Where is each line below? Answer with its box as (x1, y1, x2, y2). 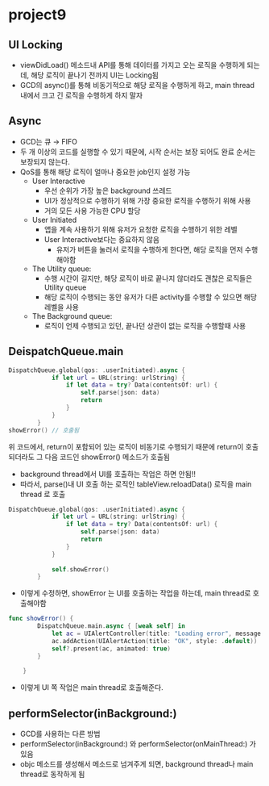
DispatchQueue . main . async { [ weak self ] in (37, 622, 185, 630)
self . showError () (51, 565, 110, 574)
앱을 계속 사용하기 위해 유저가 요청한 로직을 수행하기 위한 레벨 (43, 224, 238, 234)
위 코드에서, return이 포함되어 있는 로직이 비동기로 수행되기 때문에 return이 (8, 441, 244, 451)
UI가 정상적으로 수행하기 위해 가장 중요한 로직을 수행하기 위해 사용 (43, 195, 251, 205)
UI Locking (8, 38, 63, 52)
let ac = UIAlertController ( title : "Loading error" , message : (51, 629, 265, 638)
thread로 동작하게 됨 (19, 769, 85, 780)
